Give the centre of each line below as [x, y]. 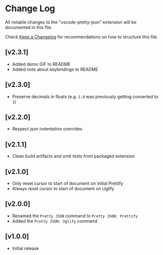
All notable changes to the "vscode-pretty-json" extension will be [71, 22]
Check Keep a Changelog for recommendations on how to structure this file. [82, 37]
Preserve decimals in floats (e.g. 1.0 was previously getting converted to [85, 97]
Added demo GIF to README [41, 64]
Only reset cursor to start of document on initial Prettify [68, 183]
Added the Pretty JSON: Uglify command [55, 221]
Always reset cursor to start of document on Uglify [63, 189]
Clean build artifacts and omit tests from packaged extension [73, 156]
